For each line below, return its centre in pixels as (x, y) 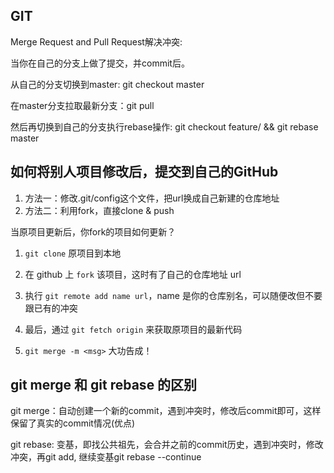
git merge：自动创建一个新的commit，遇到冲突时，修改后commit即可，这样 (166, 411)
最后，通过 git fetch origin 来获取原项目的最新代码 (133, 329)
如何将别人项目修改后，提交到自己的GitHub (144, 172)
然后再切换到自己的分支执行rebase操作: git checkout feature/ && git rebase (164, 126)
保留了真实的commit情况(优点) (73, 423)
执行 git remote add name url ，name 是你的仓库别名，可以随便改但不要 (173, 295)
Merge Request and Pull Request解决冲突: (96, 41)
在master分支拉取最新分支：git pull (82, 105)
